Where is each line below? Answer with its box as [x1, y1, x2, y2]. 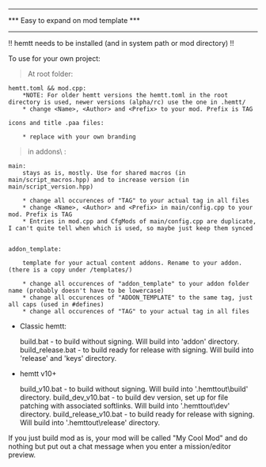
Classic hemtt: [19, 321, 67, 331]
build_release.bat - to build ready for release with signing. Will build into [19, 345, 254, 355]
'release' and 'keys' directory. [19, 354, 117, 363]
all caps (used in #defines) [8, 301, 104, 309]
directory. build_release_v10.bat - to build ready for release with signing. [19, 409, 255, 419]
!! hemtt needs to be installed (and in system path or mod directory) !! [8, 39, 235, 47]
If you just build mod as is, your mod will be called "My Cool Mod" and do [8, 433, 248, 442]
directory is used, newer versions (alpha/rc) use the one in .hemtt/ [8, 98, 246, 106]
